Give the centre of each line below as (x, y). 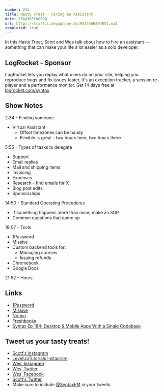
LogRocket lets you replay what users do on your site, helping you (72, 74)
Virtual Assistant (29, 127)
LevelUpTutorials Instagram (40, 359)
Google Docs (25, 268)
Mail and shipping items (36, 167)
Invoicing (21, 172)
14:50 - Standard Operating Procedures (45, 203)
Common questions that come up (46, 218)
